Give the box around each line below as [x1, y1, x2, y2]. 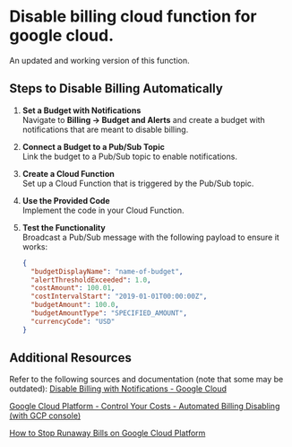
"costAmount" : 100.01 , [30, 284, 116, 293]
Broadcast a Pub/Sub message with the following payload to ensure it [21, 232, 279, 242]
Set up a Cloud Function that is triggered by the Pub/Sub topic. [21, 178, 254, 188]
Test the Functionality [21, 222, 106, 232]
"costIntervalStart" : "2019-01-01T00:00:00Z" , [30, 292, 208, 302]
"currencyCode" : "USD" [30, 317, 116, 326]
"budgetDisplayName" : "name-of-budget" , [30, 267, 184, 276]
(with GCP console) [9, 410, 82, 421]
